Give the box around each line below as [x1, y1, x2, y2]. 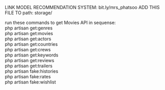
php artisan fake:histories [5, 68, 58, 74]
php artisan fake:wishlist [5, 79, 56, 85]
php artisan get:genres [5, 25, 53, 31]
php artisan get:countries [5, 41, 58, 47]
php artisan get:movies [5, 31, 53, 36]
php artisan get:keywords [5, 52, 59, 58]
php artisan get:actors [5, 36, 52, 42]
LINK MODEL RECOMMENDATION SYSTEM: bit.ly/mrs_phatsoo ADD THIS [5, 5, 160, 10]
